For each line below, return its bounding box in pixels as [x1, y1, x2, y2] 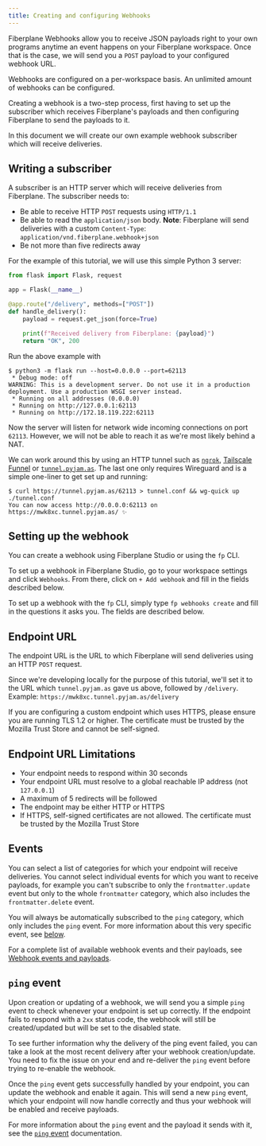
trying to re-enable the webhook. [8, 1063, 117, 1073]
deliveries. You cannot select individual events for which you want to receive [8, 871, 259, 881]
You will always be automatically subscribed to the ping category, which [8, 912, 245, 922]
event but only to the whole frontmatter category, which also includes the [8, 888, 250, 898]
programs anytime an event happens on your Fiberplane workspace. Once [8, 41, 252, 52]
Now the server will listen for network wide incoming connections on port [8, 423, 249, 432]
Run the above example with [8, 351, 102, 361]
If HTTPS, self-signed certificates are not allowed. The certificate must [19, 811, 252, 820]
